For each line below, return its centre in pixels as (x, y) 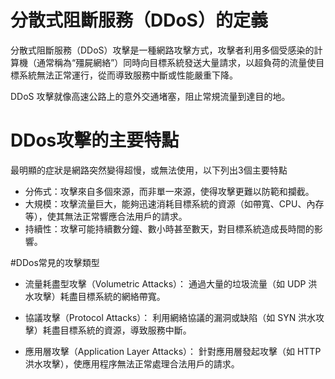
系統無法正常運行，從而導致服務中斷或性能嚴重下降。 (128, 75)
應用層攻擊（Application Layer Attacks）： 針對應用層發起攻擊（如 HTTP (173, 351)
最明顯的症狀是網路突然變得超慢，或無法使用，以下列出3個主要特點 (149, 170)
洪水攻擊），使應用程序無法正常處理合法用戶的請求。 (132, 363)
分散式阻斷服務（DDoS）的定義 (139, 20)
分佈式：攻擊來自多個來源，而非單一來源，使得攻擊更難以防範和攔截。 (169, 191)
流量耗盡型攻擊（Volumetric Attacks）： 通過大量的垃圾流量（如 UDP (165, 283)
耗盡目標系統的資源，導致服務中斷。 (117, 330)
